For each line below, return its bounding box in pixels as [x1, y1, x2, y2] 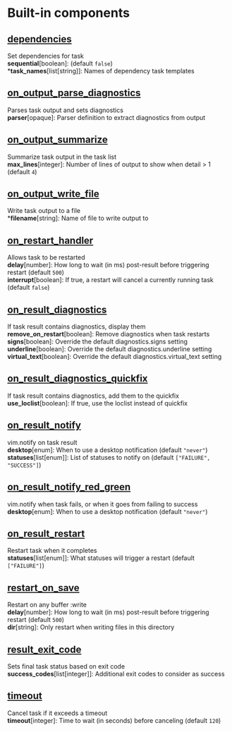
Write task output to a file [7, 207, 81, 215]
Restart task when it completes [7, 547, 97, 555]
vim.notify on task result [7, 438, 78, 446]
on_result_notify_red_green [7, 481, 131, 493]
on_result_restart [7, 527, 85, 539]
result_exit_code [7, 643, 82, 655]
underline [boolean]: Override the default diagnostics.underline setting [7, 345, 212, 353]
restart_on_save [7, 582, 80, 594]
